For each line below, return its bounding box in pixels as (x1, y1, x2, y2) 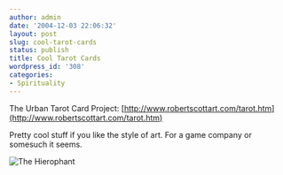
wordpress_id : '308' (9, 63, 86, 72)
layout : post (9, 29, 58, 38)
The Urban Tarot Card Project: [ (9, 103, 125, 113)
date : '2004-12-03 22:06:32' (9, 21, 117, 30)
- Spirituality (9, 79, 66, 87)
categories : (9, 71, 53, 80)
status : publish (9, 46, 69, 55)
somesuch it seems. (9, 139, 83, 149)
